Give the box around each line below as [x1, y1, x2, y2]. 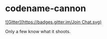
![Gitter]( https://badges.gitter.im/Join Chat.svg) [5, 19, 102, 25]
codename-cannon [5, 3, 86, 14]
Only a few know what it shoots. [5, 28, 71, 34]
